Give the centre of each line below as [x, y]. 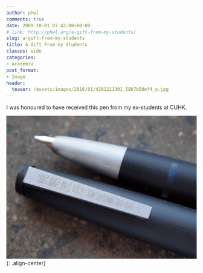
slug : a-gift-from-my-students [46, 38]
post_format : [23, 70]
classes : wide [24, 51]
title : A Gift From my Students [47, 45]
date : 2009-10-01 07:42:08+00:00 [48, 25]
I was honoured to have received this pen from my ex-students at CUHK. [97, 107]
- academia [20, 64]
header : [16, 83]
